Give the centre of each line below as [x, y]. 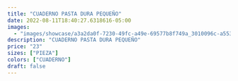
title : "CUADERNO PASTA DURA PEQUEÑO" [64, 14]
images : [19, 27]
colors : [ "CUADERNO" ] [39, 60]
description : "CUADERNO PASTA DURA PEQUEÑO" [74, 40]
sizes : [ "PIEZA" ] [33, 54]
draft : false [27, 66]
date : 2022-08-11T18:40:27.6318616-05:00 [69, 20]
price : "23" [25, 46]
